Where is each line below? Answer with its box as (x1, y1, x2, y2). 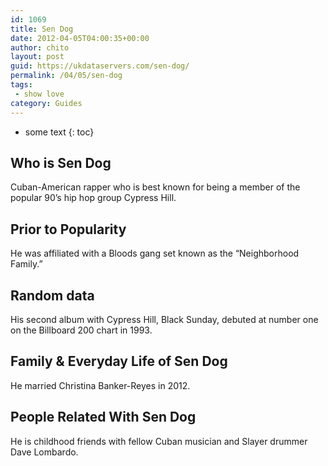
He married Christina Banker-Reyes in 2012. (10, 379, 191, 391)
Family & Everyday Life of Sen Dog (10, 353, 228, 370)
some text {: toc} (24, 126, 95, 138)
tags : (10, 80, 33, 90)
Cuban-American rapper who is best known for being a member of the (10, 181, 301, 193)
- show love (14, 89, 65, 99)
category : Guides (10, 98, 83, 108)
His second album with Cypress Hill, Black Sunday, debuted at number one (10, 313, 319, 325)
